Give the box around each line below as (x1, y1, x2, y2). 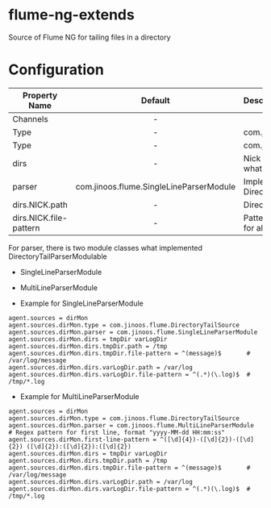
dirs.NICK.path (12, 199, 69, 210)
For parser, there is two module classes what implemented (8, 243, 203, 252)
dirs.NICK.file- (12, 212, 68, 223)
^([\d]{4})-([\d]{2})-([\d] (160, 435, 254, 443)
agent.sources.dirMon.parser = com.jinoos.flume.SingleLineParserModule (8, 328, 258, 336)
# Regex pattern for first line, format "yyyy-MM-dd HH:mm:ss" (8, 428, 226, 436)
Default (140, 94, 171, 106)
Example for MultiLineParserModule (19, 391, 140, 401)
